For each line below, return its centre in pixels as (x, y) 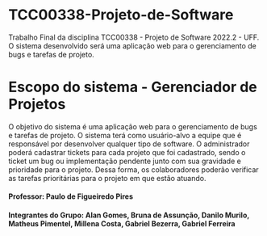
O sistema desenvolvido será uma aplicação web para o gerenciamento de (132, 45)
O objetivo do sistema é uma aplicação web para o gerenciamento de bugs (133, 126)
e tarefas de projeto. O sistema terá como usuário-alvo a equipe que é (125, 135)
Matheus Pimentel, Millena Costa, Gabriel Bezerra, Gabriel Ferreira (122, 224)
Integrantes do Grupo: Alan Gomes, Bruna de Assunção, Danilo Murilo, (129, 215)
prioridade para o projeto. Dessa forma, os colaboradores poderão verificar (134, 169)
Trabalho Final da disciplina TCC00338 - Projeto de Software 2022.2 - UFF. (134, 37)
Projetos (37, 105)
